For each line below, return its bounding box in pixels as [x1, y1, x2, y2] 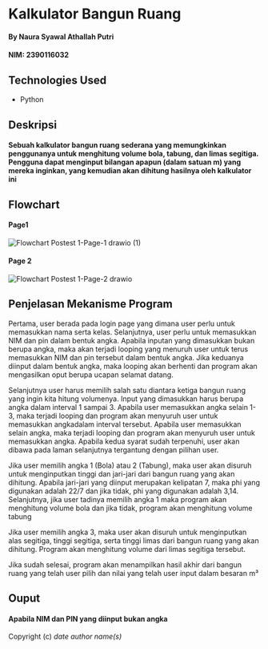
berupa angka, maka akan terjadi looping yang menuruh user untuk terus [8, 344, 249, 354]
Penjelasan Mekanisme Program [8, 298, 174, 311]
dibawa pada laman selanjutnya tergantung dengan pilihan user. [8, 444, 219, 454]
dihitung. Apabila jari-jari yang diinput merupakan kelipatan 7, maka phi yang [8, 477, 260, 487]
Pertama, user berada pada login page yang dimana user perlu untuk [8, 318, 236, 328]
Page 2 [8, 256, 32, 266]
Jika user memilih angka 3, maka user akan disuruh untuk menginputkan [8, 527, 247, 537]
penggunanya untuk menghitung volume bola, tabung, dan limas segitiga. [8, 149, 259, 159]
